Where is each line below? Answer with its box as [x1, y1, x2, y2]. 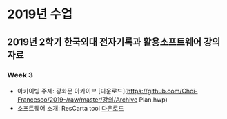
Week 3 [7, 70, 33, 80]
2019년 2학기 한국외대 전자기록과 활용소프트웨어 [7, 36, 202, 48]
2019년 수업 [7, 6, 72, 22]
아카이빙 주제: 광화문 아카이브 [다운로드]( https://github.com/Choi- [17, 86, 198, 95]
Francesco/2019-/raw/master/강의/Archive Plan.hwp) [17, 95, 168, 104]
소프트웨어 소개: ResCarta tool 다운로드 [17, 104, 124, 112]
